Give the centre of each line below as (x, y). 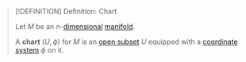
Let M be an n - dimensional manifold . (75, 26)
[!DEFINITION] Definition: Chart (66, 11)
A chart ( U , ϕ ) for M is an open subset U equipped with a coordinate (127, 42)
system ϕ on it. (39, 50)
